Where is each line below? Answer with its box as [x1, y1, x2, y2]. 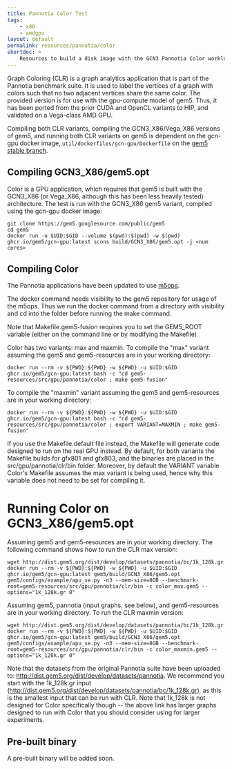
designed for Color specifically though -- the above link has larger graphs [7, 701, 217, 710]
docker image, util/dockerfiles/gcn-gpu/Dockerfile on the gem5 [19, 139, 209, 147]
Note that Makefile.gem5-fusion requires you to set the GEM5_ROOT [7, 323, 202, 331]
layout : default [7, 36, 54, 43]
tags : [7, 17, 23, 24]
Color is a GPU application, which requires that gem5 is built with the [7, 185, 202, 193]
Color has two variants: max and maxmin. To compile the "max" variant [7, 344, 209, 352]
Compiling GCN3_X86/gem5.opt [7, 167, 150, 178]
